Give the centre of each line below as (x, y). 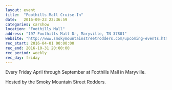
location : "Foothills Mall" (35, 29)
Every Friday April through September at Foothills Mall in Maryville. (76, 72)
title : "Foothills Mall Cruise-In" (44, 15)
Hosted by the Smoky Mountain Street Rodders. (56, 82)
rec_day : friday (23, 58)
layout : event (20, 10)
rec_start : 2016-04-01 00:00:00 (40, 43)
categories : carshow (27, 24)
